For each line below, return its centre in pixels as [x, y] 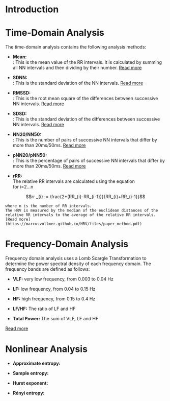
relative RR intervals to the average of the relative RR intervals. [81, 215]
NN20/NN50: [27, 134]
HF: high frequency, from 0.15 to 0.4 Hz [54, 299]
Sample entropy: [31, 373]
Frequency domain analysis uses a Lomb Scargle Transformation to [76, 258]
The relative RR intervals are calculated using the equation [74, 181]
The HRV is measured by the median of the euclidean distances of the [82, 210]
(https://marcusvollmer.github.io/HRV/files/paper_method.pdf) [74, 224]
